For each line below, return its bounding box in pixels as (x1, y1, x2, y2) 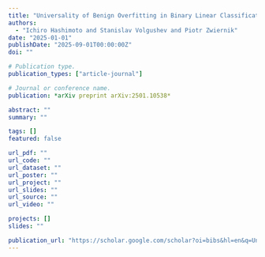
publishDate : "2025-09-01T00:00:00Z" (8, 41, 132, 49)
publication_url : (8, 236, 65, 244)
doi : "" (8, 48, 34, 56)
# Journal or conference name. (8, 84, 111, 92)
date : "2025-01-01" (8, 33, 73, 42)
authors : (8, 19, 37, 27)
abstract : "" (8, 106, 51, 114)
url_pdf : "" (8, 149, 47, 157)
